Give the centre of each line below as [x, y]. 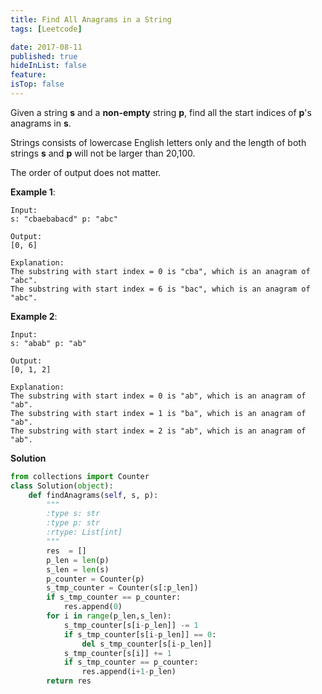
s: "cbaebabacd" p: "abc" [64, 219]
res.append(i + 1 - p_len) [129, 672]
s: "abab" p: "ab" [48, 343]
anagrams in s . [41, 123]
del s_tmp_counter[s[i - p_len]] [147, 644]
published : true [44, 56]
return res [69, 681]
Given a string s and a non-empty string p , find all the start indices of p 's [161, 112]
